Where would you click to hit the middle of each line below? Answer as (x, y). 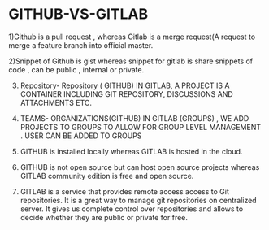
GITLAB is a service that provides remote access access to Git (124, 191)
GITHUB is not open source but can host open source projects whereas (140, 167)
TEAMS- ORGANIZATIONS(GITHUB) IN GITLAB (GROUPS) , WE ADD (134, 118)
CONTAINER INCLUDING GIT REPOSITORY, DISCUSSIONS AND (126, 93)
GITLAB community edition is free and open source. (107, 176)
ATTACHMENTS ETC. (56, 102)
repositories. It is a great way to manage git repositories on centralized (139, 200)
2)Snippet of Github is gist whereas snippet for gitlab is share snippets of (131, 61)
